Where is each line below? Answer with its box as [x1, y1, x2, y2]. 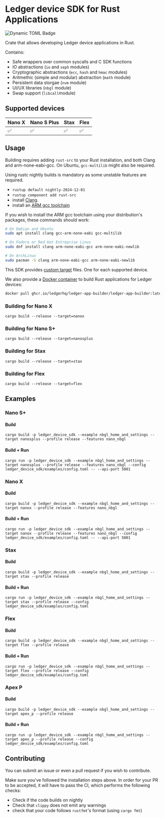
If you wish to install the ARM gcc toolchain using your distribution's [5, 211, 142, 217]
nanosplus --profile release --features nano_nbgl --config [20, 462, 146, 467]
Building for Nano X [5, 302, 53, 309]
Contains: [5, 49, 25, 55]
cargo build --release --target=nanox [5, 314, 84, 319]
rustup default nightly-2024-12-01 [12, 187, 85, 192]
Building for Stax [5, 348, 46, 354]
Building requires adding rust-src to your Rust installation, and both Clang [5, 157, 156, 163]
